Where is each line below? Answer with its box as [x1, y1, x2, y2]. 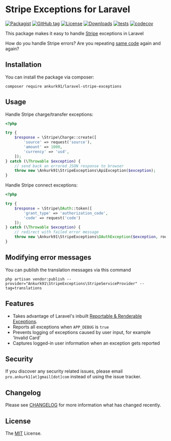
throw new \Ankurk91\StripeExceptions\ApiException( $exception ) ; [14, 168, 156, 173]
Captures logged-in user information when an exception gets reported [12, 340, 160, 346]
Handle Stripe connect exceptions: [5, 182, 78, 188]
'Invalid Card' [12, 334, 41, 341]
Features [5, 299, 34, 308]
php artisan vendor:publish [5, 276, 65, 281]
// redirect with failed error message [14, 229, 99, 235]
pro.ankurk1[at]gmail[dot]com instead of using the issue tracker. [5, 374, 141, 380]
